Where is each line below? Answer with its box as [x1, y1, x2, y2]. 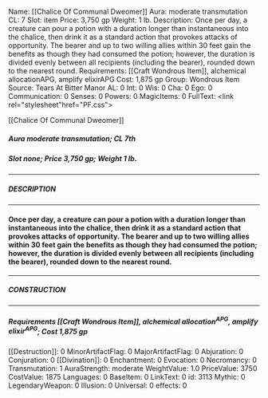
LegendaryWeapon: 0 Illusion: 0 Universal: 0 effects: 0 [8, 380, 187, 390]
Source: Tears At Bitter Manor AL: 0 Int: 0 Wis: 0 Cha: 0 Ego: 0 [8, 83, 213, 93]
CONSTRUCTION [8, 285, 66, 294]
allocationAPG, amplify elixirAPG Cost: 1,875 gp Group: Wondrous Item [8, 75, 240, 84]
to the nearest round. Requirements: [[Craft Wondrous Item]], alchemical [8, 66, 246, 75]
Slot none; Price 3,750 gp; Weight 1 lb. [8, 153, 137, 163]
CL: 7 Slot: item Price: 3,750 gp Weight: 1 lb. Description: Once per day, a [8, 15, 248, 25]
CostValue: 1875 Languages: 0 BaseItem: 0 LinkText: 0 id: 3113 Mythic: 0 [8, 372, 246, 381]
